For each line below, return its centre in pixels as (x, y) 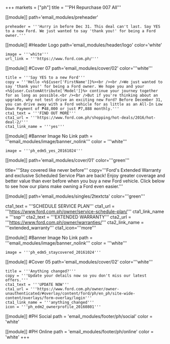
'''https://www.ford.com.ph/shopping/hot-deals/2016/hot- (93, 118)
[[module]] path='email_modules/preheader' (52, 17)
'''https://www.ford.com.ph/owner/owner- (75, 289)
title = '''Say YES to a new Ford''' (45, 77)
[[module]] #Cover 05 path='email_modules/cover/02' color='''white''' (79, 262)
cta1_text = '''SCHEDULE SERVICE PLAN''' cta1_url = (60, 206)
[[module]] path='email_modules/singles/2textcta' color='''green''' (75, 196)
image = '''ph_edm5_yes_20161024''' (44, 151)
